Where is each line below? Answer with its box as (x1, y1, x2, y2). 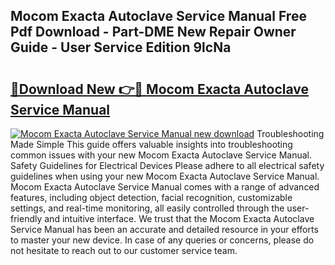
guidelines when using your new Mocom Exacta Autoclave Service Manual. (10, 170, 320, 182)
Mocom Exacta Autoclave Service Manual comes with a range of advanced (10, 181, 320, 193)
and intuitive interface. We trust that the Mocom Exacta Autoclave (44, 213, 315, 224)
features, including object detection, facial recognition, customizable (10, 192, 293, 203)
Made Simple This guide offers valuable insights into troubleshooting (10, 139, 293, 150)
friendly (10, 213, 43, 224)
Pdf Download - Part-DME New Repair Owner (10, 24, 297, 41)
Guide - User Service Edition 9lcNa (10, 39, 232, 56)
